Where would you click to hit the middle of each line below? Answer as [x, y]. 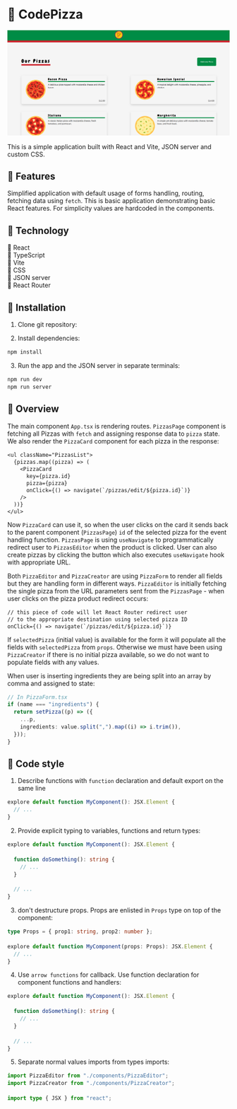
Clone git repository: [47, 325]
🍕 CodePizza [45, 14]
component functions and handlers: [69, 982]
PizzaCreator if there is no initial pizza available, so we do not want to [108, 654]
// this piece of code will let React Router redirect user [98, 612]
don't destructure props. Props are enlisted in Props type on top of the [119, 910]
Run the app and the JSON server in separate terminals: [99, 365]
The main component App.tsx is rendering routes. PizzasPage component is [117, 426]
